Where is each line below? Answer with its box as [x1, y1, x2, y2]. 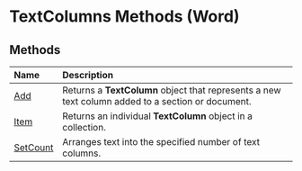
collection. [62, 121, 106, 133]
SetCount [13, 141, 54, 154]
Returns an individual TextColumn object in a [62, 110, 253, 122]
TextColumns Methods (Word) [9, 6, 240, 27]
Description [62, 69, 114, 81]
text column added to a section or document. [62, 95, 252, 107]
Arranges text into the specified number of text [62, 136, 261, 148]
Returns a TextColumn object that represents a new [62, 84, 281, 96]
